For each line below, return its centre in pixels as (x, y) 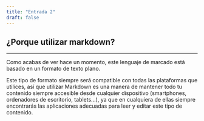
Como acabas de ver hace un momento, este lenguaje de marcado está (96, 62)
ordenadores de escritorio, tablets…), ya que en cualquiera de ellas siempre (101, 100)
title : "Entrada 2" (31, 12)
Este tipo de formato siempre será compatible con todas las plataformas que (102, 80)
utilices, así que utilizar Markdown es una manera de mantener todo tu (94, 87)
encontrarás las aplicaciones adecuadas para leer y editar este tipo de (94, 106)
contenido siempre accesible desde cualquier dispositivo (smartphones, (97, 93)
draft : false (23, 18)
